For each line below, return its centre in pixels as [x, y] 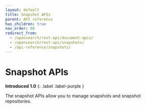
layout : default [22, 10]
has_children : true [26, 24]
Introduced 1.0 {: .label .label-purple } [45, 86]
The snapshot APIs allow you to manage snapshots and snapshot [73, 95]
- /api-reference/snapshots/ [40, 47]
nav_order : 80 [20, 29]
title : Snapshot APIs [28, 15]
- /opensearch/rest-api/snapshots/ [47, 43]
